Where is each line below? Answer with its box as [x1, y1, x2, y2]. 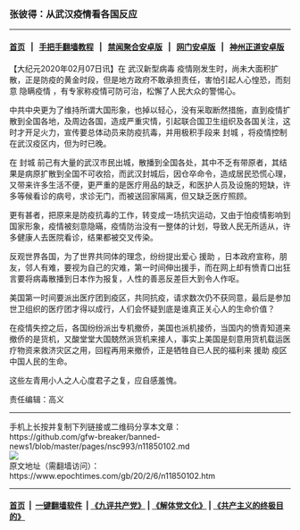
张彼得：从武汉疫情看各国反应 [9, 7, 138, 20]
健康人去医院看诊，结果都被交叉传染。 [16, 231, 158, 242]
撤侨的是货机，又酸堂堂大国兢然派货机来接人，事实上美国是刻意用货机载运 [9, 333, 283, 344]
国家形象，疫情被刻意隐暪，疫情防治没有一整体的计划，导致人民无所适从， [9, 221, 283, 231]
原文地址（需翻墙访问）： [9, 460, 100, 471]
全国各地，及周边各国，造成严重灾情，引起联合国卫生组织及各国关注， [24, 115, 283, 126]
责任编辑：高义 [9, 393, 64, 404]
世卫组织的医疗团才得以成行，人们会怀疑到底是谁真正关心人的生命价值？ [9, 303, 275, 314]
